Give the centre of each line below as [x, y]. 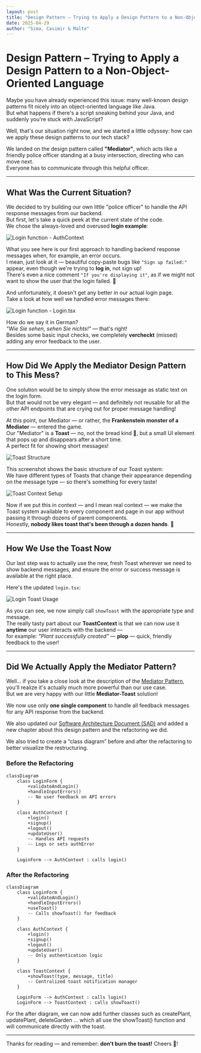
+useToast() [43, 909]
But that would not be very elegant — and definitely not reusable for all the [98, 402]
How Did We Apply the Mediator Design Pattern [96, 366]
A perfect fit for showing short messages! [57, 446]
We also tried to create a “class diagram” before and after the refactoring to [99, 741]
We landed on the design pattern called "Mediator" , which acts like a [92, 149]
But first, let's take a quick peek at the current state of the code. [85, 220]
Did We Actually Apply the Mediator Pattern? [91, 667]
